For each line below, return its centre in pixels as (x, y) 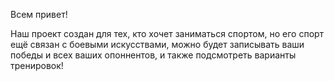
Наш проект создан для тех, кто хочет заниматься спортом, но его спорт (167, 33)
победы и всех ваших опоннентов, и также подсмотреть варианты (153, 55)
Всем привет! (39, 14)
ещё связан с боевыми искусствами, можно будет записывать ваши (157, 44)
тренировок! (37, 65)
